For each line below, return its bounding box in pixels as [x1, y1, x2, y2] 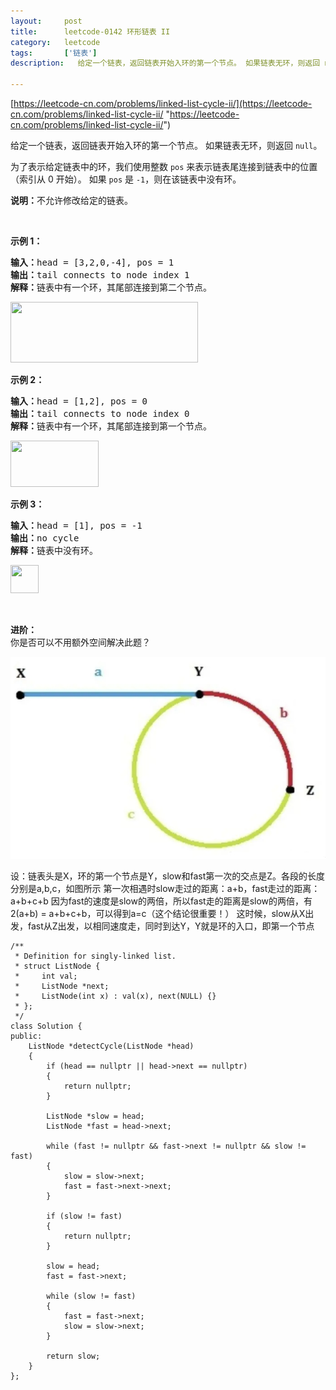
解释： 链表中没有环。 [10, 545, 98, 556]
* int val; [14, 971, 78, 982]
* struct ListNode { [14, 961, 101, 972]
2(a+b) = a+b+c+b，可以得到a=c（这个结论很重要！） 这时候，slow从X [10, 908, 306, 920]
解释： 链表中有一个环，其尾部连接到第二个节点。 [10, 282, 212, 293]
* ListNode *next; [14, 981, 110, 992]
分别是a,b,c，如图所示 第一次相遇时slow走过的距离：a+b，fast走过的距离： [10, 883, 321, 895]
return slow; [46, 1351, 101, 1362]
